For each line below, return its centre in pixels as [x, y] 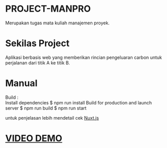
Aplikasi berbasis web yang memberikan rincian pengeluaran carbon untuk [84, 57]
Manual [22, 83]
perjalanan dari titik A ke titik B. [38, 63]
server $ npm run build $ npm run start [46, 108]
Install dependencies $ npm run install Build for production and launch [79, 102]
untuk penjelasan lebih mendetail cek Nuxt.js [52, 118]
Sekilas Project [38, 43]
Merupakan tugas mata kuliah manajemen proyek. [58, 23]
